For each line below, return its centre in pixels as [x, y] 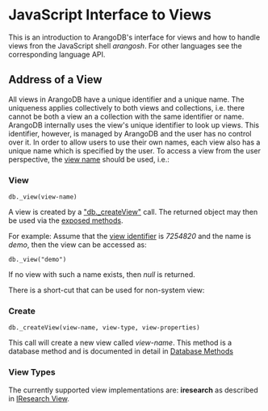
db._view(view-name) [43, 197]
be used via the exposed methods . [66, 220]
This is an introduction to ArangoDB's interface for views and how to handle [134, 37]
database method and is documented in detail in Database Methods [121, 351]
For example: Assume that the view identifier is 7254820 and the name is [130, 237]
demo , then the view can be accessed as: [77, 245]
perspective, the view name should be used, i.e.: [89, 159]
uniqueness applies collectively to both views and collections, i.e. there [126, 107]
